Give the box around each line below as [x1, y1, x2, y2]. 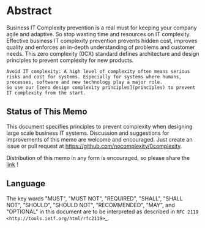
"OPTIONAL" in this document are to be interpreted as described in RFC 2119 [6, 208, 199, 215]
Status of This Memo [6, 107, 88, 117]
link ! [6, 161, 18, 168]
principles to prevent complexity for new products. [6, 56, 134, 64]
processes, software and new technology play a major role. [6, 79, 163, 85]
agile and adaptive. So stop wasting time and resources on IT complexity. [6, 30, 191, 37]
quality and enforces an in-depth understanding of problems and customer [6, 44, 195, 51]
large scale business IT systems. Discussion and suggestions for [6, 129, 170, 137]
